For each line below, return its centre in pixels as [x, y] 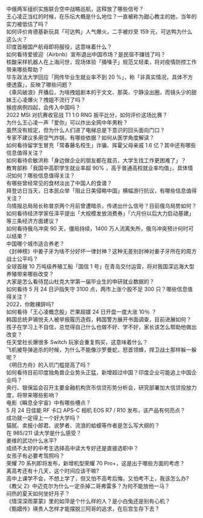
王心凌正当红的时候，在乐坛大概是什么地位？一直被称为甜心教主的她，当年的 [101, 16]
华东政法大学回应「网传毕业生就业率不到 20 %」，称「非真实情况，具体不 [97, 77]
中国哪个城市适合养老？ [35, 244]
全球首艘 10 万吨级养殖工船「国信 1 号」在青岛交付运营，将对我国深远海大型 [100, 266]
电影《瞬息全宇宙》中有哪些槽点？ [49, 403]
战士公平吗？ [22, 259]
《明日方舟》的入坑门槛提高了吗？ [49, 365]
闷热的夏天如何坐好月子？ [38, 493]
